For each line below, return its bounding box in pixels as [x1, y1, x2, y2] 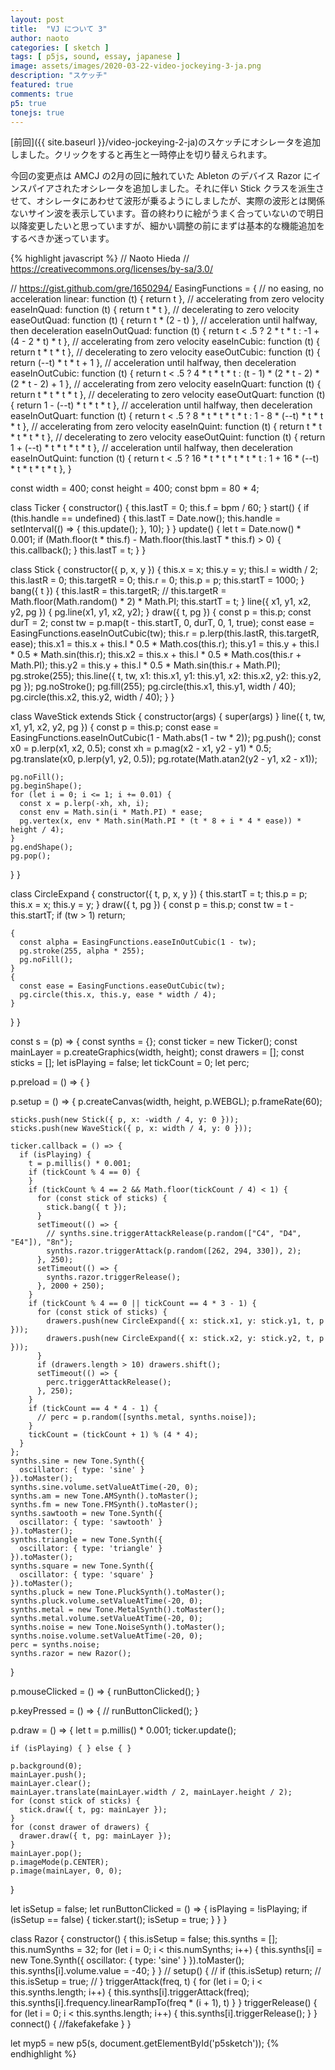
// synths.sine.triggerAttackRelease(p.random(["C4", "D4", [46, 1229, 302, 1239]
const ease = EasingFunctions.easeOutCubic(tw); [19, 981, 226, 991]
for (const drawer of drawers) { [10, 1822, 150, 1833]
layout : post [10, 14, 65, 25]
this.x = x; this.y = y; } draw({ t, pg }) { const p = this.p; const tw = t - [10, 899, 295, 911]
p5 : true [10, 98, 47, 108]
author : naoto [10, 33, 70, 43]
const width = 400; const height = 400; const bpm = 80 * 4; [10, 482, 260, 495]
